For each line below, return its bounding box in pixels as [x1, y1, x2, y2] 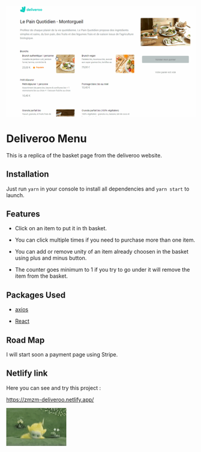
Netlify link [6, 368, 48, 379]
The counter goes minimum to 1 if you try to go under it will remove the [14, 266, 190, 273]
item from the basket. [14, 272, 68, 279]
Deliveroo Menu [6, 132, 87, 145]
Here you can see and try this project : [6, 384, 101, 391]
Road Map [6, 335, 45, 345]
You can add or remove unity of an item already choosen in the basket [14, 248, 189, 255]
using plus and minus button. [14, 254, 87, 261]
